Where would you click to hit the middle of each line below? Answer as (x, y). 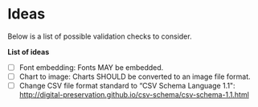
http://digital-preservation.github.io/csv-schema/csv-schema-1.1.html (134, 95)
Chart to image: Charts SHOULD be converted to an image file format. (135, 76)
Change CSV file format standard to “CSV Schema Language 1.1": (127, 86)
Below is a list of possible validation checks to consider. (100, 36)
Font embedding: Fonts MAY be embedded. (91, 67)
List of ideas (29, 51)
